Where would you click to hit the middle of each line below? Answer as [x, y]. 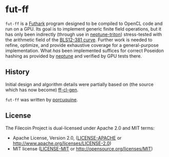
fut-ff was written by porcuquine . [42, 99]
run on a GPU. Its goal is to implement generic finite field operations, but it [83, 29]
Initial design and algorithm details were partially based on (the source [79, 84]
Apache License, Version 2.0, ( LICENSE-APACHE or [67, 138]
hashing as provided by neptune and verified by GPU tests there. [74, 56]
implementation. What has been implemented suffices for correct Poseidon [84, 50]
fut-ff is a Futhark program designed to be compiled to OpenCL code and [84, 23]
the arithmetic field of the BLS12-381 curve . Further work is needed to [79, 40]
